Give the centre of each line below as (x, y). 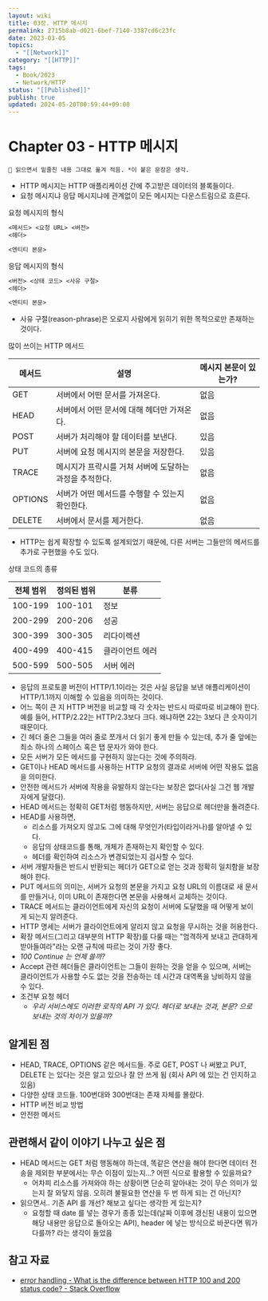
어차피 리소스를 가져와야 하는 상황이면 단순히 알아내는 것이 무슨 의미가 (140, 1183)
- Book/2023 (35, 75)
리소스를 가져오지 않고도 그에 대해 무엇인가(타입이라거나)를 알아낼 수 (138, 827)
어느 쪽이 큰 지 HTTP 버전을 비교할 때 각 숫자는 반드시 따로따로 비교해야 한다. (139, 707)
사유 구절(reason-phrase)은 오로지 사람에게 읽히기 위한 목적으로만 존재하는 (137, 319)
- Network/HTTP (41, 82)
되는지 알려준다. (53, 917)
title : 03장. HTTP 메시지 (48, 23)
